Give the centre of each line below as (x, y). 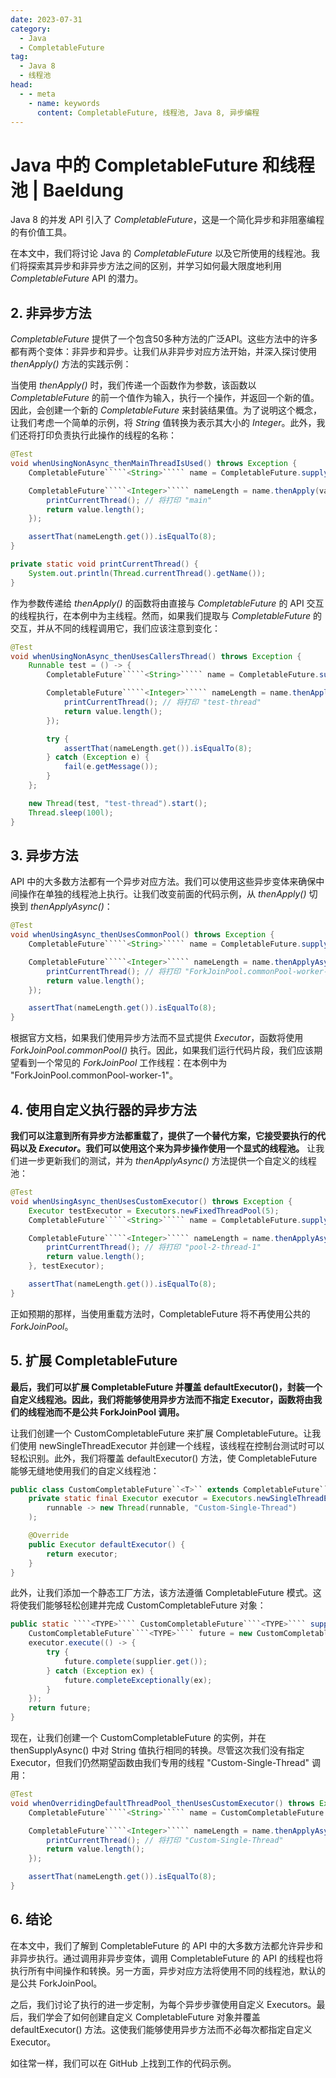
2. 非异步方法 (51, 312)
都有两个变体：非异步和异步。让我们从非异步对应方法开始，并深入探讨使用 (163, 352)
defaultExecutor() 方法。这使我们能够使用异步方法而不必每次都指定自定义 (161, 2029)
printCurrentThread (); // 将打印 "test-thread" (162, 702)
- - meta (37, 94)
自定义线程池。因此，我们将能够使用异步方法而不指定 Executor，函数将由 (162, 1399)
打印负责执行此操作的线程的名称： (106, 435)
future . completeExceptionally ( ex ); (138, 1680)
